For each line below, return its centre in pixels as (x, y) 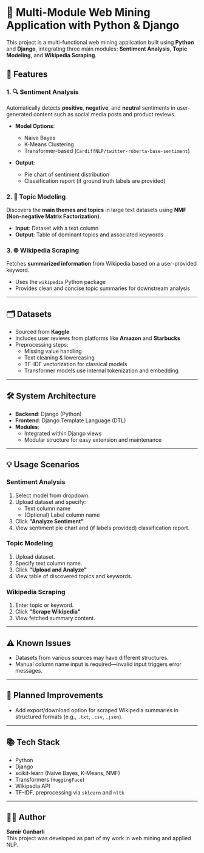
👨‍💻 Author (26, 817)
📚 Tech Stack (33, 742)
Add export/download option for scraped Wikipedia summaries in (97, 710)
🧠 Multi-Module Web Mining (78, 12)
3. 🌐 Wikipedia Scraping (43, 250)
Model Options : (35, 126)
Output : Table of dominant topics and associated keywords (89, 235)
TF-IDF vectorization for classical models (76, 364)
